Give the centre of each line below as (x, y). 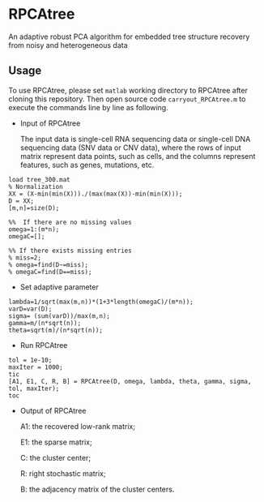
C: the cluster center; (55, 457)
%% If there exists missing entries (70, 251)
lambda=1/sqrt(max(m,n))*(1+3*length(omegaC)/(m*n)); (101, 302)
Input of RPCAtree (50, 123)
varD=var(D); (30, 309)
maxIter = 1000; (36, 367)
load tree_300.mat (39, 179)
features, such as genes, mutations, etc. (87, 165)
